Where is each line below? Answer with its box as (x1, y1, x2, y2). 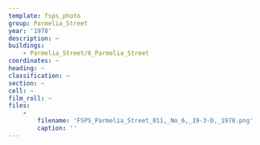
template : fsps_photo (8, 11, 81, 20)
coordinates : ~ (8, 57, 60, 65)
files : (8, 101, 31, 110)
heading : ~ (8, 64, 45, 72)
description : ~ (8, 34, 60, 43)
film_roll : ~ (8, 94, 52, 102)
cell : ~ (8, 86, 35, 95)
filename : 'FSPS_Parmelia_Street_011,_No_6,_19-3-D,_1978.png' (37, 117, 254, 125)
